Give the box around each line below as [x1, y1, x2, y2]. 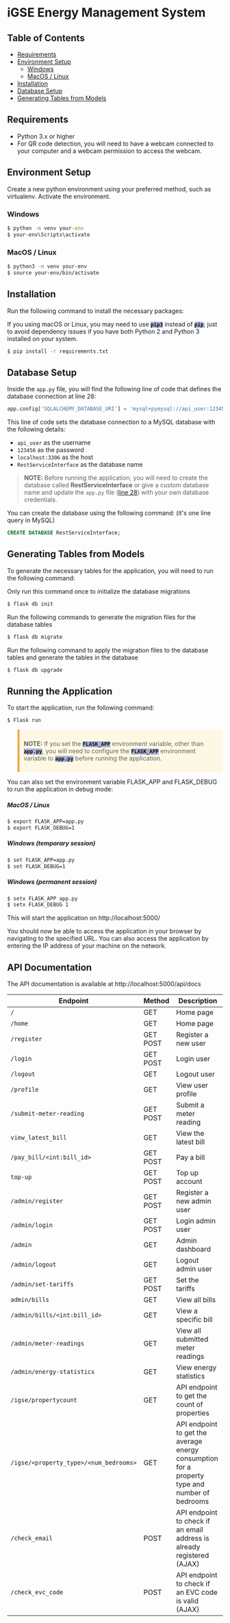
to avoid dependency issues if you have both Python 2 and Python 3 [7, 327, 200, 336]
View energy [175, 1363, 217, 1373]
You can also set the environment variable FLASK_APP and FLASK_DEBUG [7, 778, 218, 786]
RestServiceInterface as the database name [16, 460, 143, 469]
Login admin [175, 1216, 216, 1226]
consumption [175, 1453, 218, 1463]
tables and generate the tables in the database [7, 653, 139, 662]
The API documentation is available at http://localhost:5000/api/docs [7, 980, 201, 988]
